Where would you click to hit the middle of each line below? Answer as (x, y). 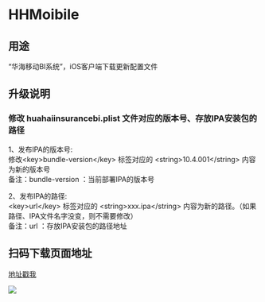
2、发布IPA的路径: (38, 196)
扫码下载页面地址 (50, 253)
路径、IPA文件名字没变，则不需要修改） (73, 215)
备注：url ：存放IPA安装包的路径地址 (68, 226)
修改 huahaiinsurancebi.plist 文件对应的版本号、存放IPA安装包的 (132, 118)
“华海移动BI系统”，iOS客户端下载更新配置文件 (83, 66)
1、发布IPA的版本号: (41, 149)
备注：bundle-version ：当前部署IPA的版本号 (82, 179)
